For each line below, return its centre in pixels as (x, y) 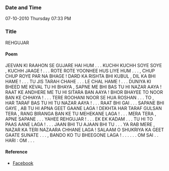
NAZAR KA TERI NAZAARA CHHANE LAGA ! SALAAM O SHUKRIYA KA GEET (84, 130)
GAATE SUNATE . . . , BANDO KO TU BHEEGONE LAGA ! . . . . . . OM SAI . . (82, 135)
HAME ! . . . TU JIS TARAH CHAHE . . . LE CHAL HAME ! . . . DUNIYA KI (78, 81)
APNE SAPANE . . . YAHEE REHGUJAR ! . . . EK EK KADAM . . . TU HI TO (79, 119)
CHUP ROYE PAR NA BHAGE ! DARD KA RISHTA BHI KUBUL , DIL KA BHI (80, 76)
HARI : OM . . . (20, 140)
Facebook (23, 163)
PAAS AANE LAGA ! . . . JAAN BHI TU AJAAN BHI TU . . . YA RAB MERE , (80, 124)
